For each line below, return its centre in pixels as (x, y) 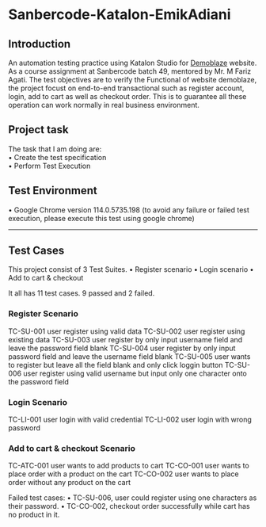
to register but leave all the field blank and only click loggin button (116, 365)
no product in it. (34, 515)
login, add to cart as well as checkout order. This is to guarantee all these (127, 96)
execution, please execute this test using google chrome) (102, 218)
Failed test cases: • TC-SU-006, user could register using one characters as (133, 498)
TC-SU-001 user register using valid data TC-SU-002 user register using (127, 331)
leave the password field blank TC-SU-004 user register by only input (122, 348)
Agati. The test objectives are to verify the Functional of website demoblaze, (133, 80)
